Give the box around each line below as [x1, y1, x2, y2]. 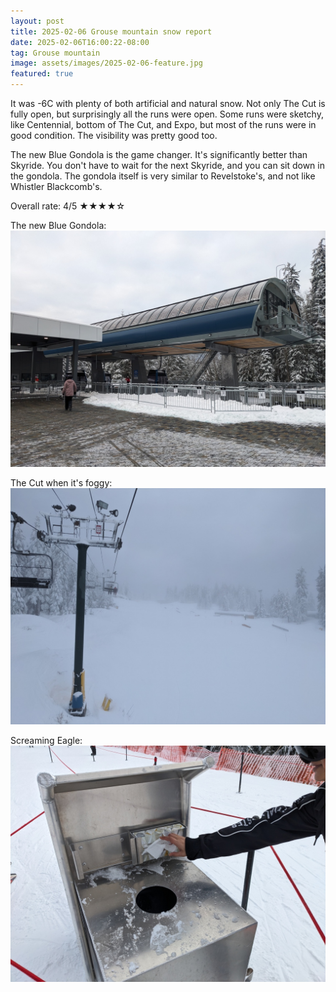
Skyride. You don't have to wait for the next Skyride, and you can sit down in [10, 160, 325, 171]
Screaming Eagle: [10, 735, 83, 746]
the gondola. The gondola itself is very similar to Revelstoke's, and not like [10, 170, 316, 182]
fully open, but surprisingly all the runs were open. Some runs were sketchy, [10, 108, 324, 120]
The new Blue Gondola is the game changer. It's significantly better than [10, 149, 308, 160]
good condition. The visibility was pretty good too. [10, 130, 218, 141]
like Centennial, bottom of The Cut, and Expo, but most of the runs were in [10, 119, 317, 130]
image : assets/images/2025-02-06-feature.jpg [10, 58, 203, 69]
